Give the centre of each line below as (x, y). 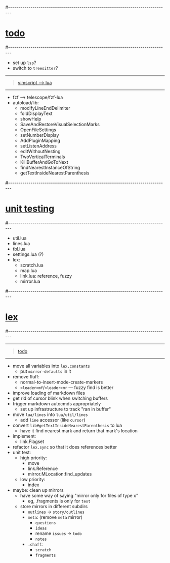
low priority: (33, 479)
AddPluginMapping (40, 140)
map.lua (28, 270)
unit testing (30, 209)
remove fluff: (26, 376)
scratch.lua (32, 265)
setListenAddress (38, 146)
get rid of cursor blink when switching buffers (60, 398)
